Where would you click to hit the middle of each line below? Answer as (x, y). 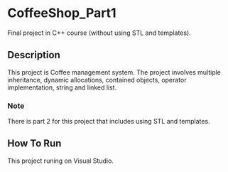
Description (34, 55)
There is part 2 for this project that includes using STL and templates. (109, 122)
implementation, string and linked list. (62, 87)
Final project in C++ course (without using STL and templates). (99, 33)
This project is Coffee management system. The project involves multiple (114, 72)
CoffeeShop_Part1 (62, 13)
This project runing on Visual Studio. (60, 161)
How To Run (34, 144)
